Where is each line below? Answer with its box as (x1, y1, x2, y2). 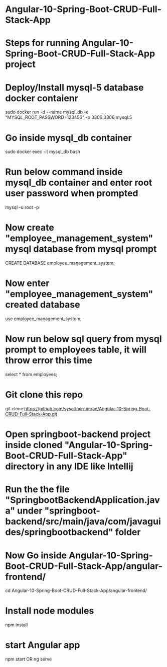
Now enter (5, 278, 50, 289)
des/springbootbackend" (5, 527, 114, 538)
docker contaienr (5, 92, 79, 104)
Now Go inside (5, 550, 67, 561)
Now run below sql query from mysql (5, 333, 162, 345)
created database (5, 299, 80, 311)
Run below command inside (5, 166, 123, 178)
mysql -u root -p (5, 204, 39, 210)
